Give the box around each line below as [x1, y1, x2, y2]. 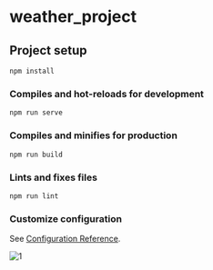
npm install [9, 66, 55, 75]
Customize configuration [9, 212, 123, 225]
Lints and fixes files [9, 171, 98, 184]
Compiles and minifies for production [9, 129, 177, 142]
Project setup [9, 43, 88, 58]
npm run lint [9, 191, 59, 201]
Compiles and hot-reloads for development [9, 87, 205, 100]
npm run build [9, 150, 64, 159]
